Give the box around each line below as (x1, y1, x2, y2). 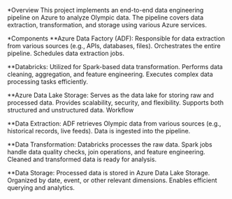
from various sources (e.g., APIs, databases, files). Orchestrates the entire (7, 42, 222, 50)
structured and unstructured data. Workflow (7, 106, 134, 114)
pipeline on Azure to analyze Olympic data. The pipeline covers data (7, 13, 204, 22)
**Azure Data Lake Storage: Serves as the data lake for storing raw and (7, 91, 215, 99)
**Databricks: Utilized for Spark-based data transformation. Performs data (7, 63, 224, 71)
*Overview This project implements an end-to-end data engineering (7, 6, 204, 14)
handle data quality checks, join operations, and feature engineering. (7, 148, 205, 156)
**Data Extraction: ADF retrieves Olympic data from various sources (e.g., (7, 119, 222, 128)
